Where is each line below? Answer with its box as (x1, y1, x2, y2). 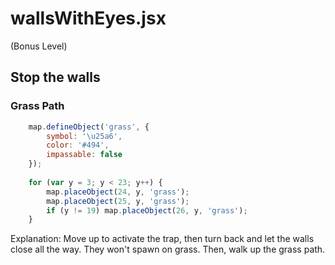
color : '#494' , (46, 140, 110, 151)
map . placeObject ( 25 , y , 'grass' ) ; (46, 196, 190, 206)
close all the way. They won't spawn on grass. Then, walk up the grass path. (10, 243, 326, 256)
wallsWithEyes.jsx (10, 7, 167, 30)
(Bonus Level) (10, 40, 68, 52)
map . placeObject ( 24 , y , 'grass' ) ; (46, 187, 190, 197)
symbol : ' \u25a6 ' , (46, 131, 123, 141)
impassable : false (46, 150, 123, 160)
